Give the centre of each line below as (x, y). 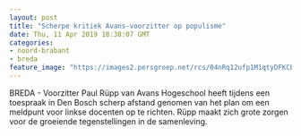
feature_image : (38, 68)
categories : (31, 42)
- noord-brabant (39, 51)
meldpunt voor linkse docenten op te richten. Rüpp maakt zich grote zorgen (149, 112)
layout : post (34, 17)
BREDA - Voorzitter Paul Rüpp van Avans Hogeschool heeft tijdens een (140, 93)
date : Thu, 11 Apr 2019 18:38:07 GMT (80, 34)
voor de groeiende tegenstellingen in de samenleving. (108, 121)
